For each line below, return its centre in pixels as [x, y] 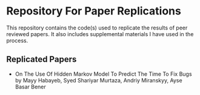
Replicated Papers [42, 59]
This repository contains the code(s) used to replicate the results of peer [97, 28]
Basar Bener [31, 87]
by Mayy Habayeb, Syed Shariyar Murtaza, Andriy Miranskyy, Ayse [99, 80]
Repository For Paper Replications [94, 11]
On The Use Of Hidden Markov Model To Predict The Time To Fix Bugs [103, 74]
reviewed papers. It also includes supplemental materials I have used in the [100, 34]
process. [17, 40]
